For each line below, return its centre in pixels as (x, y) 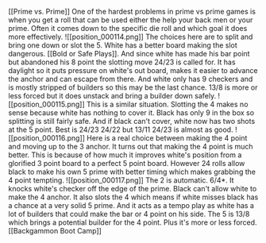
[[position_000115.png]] (46, 104)
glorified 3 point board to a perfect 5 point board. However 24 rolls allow (127, 163)
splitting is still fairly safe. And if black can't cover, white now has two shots (132, 121)
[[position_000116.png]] (47, 138)
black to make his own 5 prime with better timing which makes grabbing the (132, 172)
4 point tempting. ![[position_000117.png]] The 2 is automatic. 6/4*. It (121, 180)
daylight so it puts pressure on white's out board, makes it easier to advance (133, 70)
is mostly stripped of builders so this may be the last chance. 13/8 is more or (133, 87)
